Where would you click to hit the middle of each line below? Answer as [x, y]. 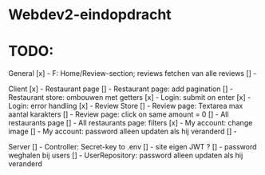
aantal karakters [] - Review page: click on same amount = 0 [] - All [119, 114]
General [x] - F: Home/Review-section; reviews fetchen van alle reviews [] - [132, 74]
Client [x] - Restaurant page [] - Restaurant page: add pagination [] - [121, 89]
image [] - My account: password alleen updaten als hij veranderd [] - [123, 131]
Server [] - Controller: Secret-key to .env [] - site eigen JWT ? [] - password [132, 147]
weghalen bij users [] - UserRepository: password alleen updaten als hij [126, 155]
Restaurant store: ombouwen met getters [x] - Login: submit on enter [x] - [130, 97]
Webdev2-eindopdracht [90, 15]
